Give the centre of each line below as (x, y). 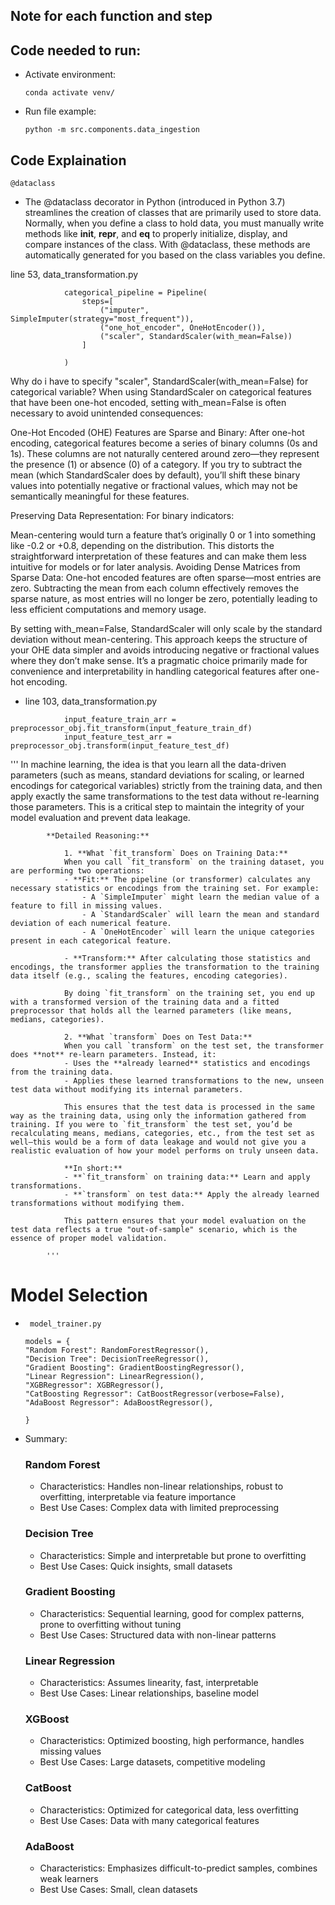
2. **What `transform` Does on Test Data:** (158, 1037)
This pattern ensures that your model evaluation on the (185, 1221)
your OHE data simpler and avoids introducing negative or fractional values (165, 650)
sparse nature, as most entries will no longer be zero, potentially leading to (164, 599)
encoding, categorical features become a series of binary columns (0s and (164, 443)
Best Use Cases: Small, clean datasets (118, 1890)
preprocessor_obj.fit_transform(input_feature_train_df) (131, 729)
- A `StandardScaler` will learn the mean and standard (200, 915)
